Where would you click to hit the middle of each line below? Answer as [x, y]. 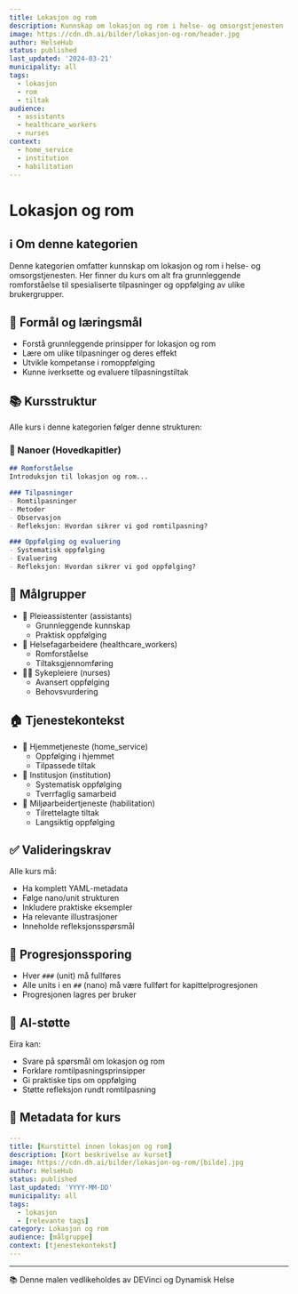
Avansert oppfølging [72, 682]
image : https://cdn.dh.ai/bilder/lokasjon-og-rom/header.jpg [125, 34]
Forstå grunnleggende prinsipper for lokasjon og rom [119, 344]
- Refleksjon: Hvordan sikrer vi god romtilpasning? [109, 526]
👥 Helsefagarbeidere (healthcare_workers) [100, 644]
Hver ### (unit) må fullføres [71, 976]
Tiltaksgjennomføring [74, 663]
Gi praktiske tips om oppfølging [79, 1080]
